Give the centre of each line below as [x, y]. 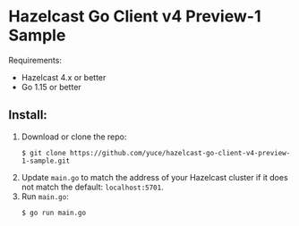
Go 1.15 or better [51, 87]
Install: [28, 115]
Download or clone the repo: [74, 137]
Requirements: [35, 60]
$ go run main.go [54, 213]
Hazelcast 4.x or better [64, 77]
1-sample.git [46, 161]
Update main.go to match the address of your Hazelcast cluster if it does [154, 177]
